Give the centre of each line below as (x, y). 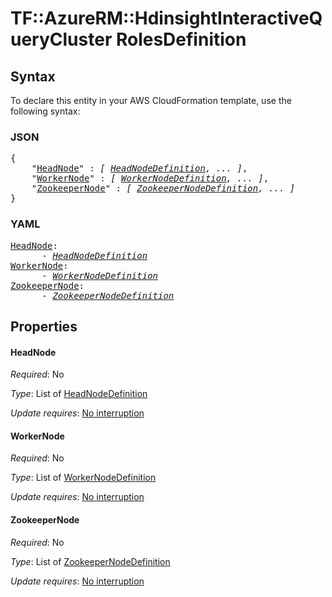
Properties (44, 326)
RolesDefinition (181, 39)
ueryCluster (61, 39)
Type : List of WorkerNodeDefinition (83, 478)
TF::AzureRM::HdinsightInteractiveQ (166, 18)
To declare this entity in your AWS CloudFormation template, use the (151, 100)
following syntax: (45, 111)
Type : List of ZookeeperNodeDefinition (90, 561)
